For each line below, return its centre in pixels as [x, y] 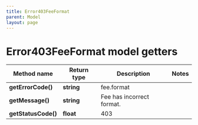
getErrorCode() [31, 87]
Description [133, 74]
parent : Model [24, 17]
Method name [33, 74]
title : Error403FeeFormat [38, 11]
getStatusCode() [33, 114]
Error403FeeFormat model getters [92, 51]
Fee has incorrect [125, 97]
